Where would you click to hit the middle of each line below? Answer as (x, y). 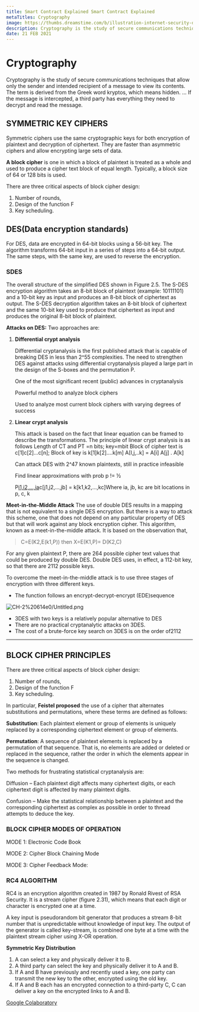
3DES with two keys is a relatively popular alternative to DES (88, 618)
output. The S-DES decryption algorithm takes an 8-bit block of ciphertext (97, 303)
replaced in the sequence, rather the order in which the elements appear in (98, 754)
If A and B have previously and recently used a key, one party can (95, 972)
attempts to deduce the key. (40, 813)
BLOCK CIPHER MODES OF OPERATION (64, 829)
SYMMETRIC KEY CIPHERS (57, 123)
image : (14, 23)
